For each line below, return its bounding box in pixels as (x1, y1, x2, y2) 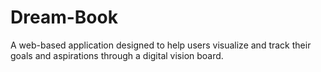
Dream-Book (10, 6, 118, 29)
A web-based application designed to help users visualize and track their (10, 39, 312, 51)
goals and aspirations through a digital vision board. (10, 49, 224, 61)
